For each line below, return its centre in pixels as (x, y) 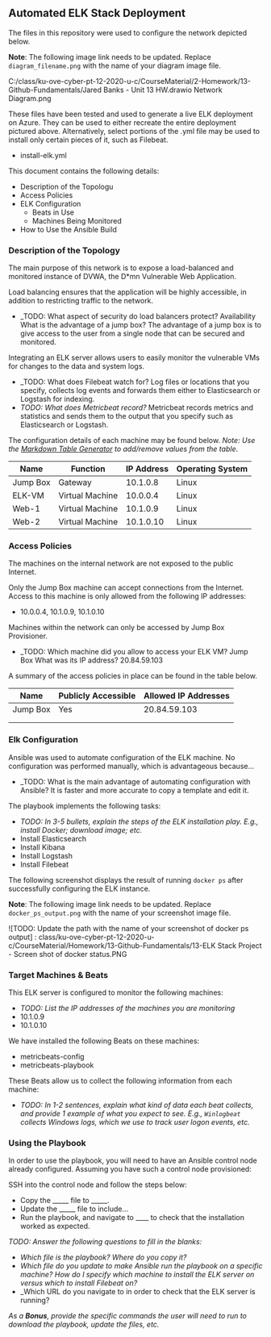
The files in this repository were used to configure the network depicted (128, 32)
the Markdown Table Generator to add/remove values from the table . (123, 449)
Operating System (212, 469)
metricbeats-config (52, 1057)
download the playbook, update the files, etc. (84, 1324)
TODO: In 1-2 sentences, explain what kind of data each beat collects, (137, 1105)
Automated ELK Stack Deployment (97, 13)
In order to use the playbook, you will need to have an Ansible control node (133, 1160)
